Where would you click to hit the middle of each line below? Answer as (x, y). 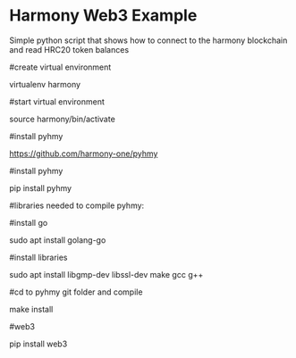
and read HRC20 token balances (69, 49)
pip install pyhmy (41, 187)
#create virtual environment (60, 67)
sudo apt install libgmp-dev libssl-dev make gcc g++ (106, 274)
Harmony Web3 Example (103, 16)
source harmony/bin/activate (63, 119)
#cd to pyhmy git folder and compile (76, 292)
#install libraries (38, 257)
